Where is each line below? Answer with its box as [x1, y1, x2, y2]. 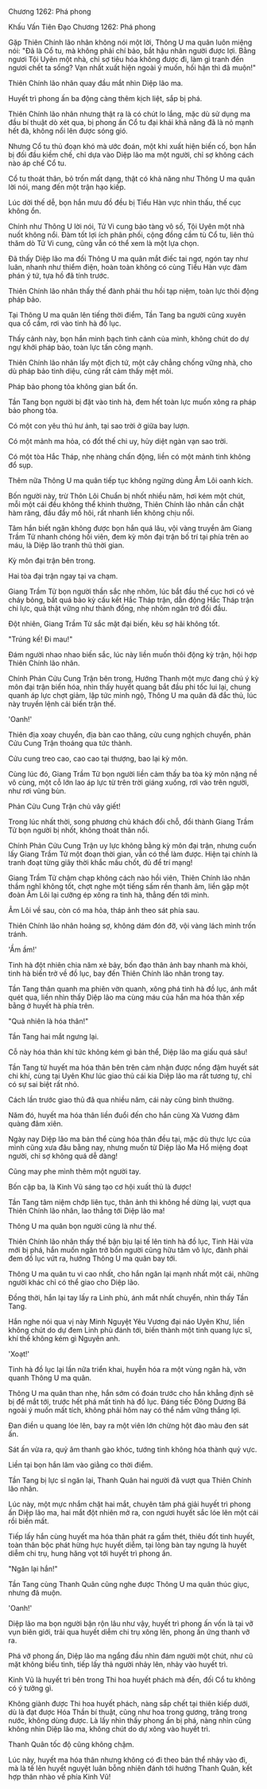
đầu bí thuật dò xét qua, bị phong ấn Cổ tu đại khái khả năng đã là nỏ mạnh [8, 118, 254, 127]
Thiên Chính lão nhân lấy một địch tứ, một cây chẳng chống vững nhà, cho [8, 358, 253, 367]
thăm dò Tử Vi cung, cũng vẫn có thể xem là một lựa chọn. [8, 239, 199, 247]
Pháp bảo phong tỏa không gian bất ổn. [8, 382, 138, 391]
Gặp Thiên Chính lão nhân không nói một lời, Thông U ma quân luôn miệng [8, 37, 253, 47]
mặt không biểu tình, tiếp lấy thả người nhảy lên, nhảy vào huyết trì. [8, 1659, 228, 1669]
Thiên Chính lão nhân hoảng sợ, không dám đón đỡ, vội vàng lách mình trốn [8, 921, 257, 930]
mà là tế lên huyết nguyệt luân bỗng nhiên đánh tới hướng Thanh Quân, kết [8, 1764, 253, 1773]
